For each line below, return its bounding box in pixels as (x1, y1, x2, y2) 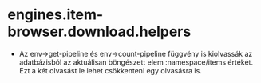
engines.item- (7, 6, 104, 24)
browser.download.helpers (7, 22, 192, 41)
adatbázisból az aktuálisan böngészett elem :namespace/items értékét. (18, 57, 253, 67)
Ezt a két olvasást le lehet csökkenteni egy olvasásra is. (18, 65, 203, 75)
